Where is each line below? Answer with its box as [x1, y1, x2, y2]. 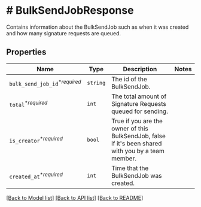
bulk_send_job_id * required [9, 78, 82, 87]
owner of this [111, 124, 148, 132]
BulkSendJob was [111, 171, 162, 179]
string [87, 79, 106, 86]
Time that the [111, 164, 149, 172]
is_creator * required [9, 135, 63, 144]
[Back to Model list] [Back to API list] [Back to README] [6, 194, 144, 201]
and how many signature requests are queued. [6, 29, 121, 36]
